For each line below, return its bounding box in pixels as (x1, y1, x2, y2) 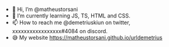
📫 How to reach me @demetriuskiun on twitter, (11, 19, 131, 26)
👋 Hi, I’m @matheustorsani (11, 6, 78, 13)
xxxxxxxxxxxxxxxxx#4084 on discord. (11, 28, 108, 34)
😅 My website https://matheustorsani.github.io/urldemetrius (11, 34, 163, 41)
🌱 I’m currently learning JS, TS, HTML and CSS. (11, 12, 131, 19)
